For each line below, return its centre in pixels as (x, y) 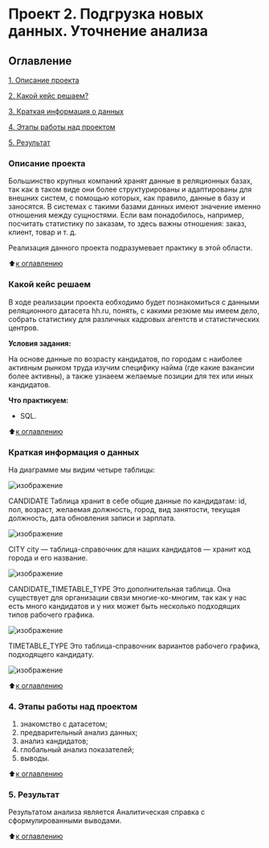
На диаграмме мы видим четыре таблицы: (82, 470)
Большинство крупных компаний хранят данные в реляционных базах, (130, 181)
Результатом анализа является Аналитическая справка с (107, 812)
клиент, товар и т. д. (43, 232)
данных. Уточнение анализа (108, 31)
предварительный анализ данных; (79, 733)
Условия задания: (40, 343)
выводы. (35, 759)
